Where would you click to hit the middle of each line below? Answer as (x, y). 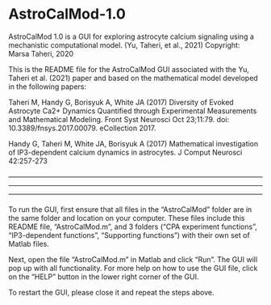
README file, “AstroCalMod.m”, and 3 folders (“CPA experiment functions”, (133, 227)
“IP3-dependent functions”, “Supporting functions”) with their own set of (129, 235)
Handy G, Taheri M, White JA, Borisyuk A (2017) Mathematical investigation (133, 143)
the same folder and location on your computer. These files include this (127, 218)
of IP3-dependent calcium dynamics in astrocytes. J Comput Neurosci (125, 152)
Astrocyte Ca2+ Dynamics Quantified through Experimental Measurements (133, 111)
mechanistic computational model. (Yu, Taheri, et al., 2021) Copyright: (124, 44)
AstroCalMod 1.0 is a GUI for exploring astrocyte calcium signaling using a (131, 36)
